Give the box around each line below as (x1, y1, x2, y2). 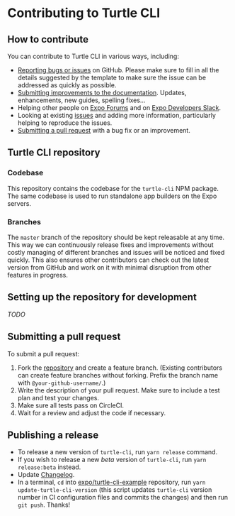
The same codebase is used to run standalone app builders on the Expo (7, 192, 217, 200)
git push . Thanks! (17, 500, 71, 509)
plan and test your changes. (17, 393, 100, 402)
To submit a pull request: (7, 349, 80, 358)
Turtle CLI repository (7, 147, 101, 159)
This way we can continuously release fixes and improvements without (7, 240, 214, 249)
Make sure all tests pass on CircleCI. (17, 401, 125, 410)
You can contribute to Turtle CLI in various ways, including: (7, 52, 179, 60)
